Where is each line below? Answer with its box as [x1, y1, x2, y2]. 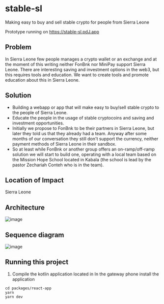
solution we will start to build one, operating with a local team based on [12, 151, 156, 157]
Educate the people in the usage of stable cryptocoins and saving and [12, 115, 154, 121]
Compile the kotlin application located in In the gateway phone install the [12, 271, 159, 277]
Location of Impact [5, 176, 64, 184]
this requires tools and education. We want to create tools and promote [5, 72, 149, 78]
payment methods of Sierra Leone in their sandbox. [12, 141, 116, 147]
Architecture [5, 203, 45, 212]
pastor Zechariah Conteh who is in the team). [12, 162, 104, 168]
